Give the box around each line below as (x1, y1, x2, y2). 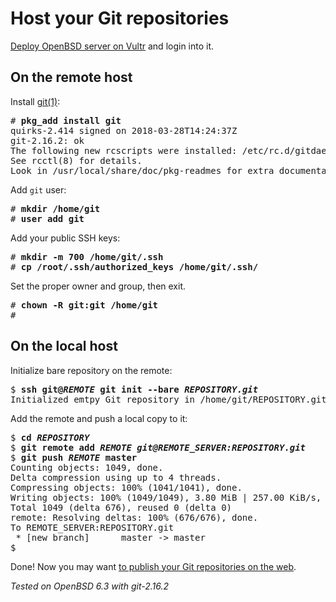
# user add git (10, 213, 85, 224)
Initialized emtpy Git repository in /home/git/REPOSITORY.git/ (10, 393, 333, 405)
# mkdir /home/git (10, 203, 101, 214)
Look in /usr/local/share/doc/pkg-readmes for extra (10, 165, 275, 176)
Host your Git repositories (10, 7, 230, 30)
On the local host (10, 338, 118, 355)
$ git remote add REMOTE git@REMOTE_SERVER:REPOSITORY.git (10, 442, 307, 453)
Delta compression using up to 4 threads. (10, 472, 222, 483)
